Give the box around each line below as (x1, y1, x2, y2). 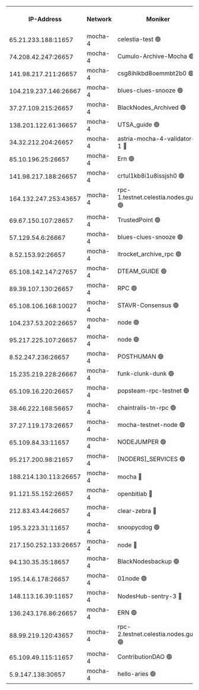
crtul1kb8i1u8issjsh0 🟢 (117, 172, 185, 180)
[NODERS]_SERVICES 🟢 (117, 454, 185, 463)
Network (86, 15, 112, 23)
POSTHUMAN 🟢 (117, 352, 164, 360)
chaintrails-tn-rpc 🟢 (117, 403, 176, 412)
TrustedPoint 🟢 (117, 216, 161, 224)
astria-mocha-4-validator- (117, 135, 195, 143)
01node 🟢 (117, 574, 147, 583)
